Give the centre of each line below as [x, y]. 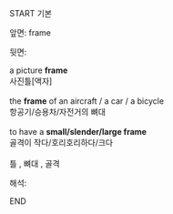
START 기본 [31, 13]
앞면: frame [31, 33]
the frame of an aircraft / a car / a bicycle [87, 101]
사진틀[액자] [31, 81]
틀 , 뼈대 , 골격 [35, 163]
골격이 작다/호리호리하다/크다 [61, 143]
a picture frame [39, 70]
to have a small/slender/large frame [78, 132]
